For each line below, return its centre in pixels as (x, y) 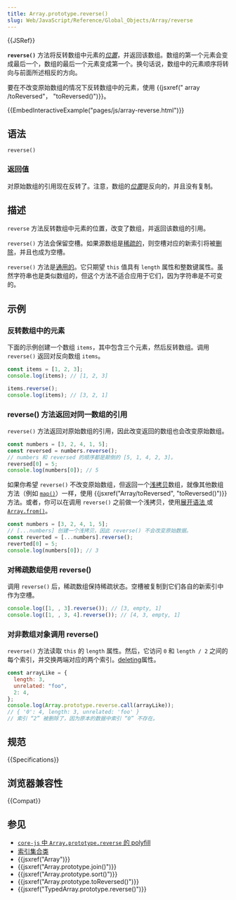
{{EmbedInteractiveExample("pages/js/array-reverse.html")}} (96, 110)
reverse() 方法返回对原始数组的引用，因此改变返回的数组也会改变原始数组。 (118, 431)
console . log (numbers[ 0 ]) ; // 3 (53, 550)
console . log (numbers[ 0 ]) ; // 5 (53, 470)
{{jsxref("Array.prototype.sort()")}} (67, 874)
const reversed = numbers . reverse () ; (63, 451)
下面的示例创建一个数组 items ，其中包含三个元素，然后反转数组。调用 (108, 348)
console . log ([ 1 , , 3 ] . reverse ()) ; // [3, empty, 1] (84, 608)
